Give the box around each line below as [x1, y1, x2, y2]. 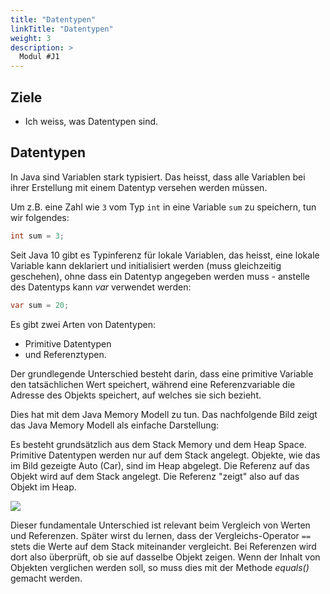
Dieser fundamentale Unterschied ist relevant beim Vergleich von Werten [10, 519, 311, 531]
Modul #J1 [19, 52, 60, 62]
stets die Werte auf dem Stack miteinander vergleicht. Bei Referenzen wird [10, 540, 317, 552]
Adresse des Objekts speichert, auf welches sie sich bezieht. [10, 389, 262, 401]
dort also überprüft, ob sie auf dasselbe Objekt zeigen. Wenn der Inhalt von [10, 551, 321, 563]
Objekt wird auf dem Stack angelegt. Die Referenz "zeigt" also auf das [10, 470, 300, 482]
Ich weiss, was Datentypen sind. [24, 115, 159, 127]
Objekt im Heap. [10, 481, 77, 493]
